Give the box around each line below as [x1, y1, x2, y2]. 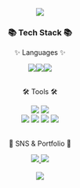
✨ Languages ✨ [14, 48, 66, 57]
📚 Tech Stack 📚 [7, 27, 73, 38]
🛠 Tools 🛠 [22, 87, 58, 96]
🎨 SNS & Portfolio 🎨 [9, 139, 71, 148]
